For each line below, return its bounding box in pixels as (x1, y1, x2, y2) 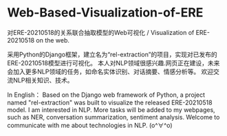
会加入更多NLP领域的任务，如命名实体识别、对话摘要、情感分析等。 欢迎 (7, 67, 214, 76)
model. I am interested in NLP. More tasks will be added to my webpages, (7, 105, 215, 114)
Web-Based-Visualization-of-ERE (7, 5, 204, 21)
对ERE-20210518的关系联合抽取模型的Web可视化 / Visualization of (7, 28, 195, 36)
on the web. (36, 36, 70, 44)
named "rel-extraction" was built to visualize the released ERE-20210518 (7, 98, 213, 106)
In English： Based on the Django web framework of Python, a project (7, 91, 205, 99)
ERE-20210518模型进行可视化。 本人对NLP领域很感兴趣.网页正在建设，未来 (7, 58, 220, 67)
